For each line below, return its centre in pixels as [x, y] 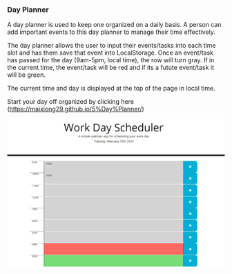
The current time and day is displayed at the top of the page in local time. [111, 89]
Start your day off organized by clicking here [71, 102]
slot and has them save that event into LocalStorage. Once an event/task [110, 53]
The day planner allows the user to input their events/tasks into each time [112, 46]
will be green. [27, 75]
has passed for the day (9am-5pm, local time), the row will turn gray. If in [111, 60]
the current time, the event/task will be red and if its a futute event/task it [111, 68]
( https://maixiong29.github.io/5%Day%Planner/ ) [76, 109]
